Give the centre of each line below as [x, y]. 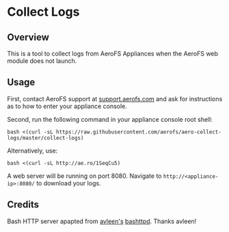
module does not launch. [42, 61]
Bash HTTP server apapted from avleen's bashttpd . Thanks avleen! [102, 221]
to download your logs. [69, 183]
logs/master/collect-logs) [45, 138]
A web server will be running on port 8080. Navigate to [84, 176]
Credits [23, 205]
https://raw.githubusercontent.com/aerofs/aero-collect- [139, 132]
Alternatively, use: [32, 151]
